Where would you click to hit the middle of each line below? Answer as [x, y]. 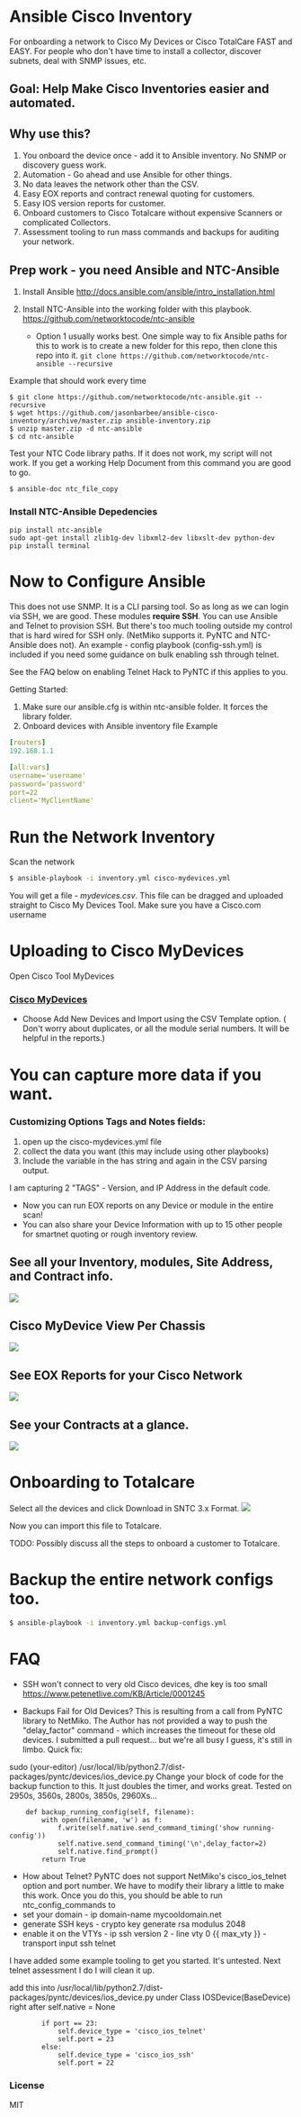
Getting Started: [39, 689]
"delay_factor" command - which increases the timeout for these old [149, 1730]
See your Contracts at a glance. [99, 1424]
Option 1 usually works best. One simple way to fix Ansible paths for [161, 336]
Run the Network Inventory [112, 837]
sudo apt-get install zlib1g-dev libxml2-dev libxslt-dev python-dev [142, 538]
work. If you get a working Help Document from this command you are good [150, 462]
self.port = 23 [86, 2039]
